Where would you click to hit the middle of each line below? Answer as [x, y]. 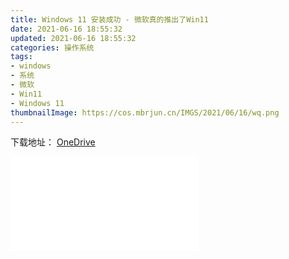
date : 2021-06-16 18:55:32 [66, 29]
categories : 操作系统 [52, 47]
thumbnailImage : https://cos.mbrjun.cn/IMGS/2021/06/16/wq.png [145, 112]
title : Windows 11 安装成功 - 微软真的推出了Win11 [109, 19]
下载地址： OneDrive [53, 142]
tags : [21, 57]
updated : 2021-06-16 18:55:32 [73, 38]
